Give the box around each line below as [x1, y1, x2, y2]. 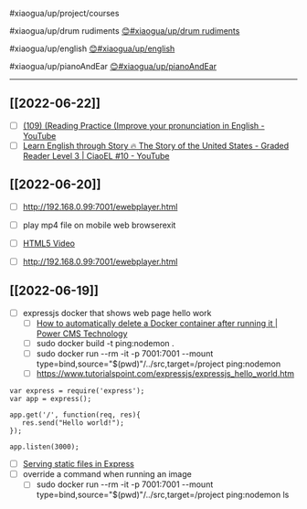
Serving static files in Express [22, 459, 134, 470]
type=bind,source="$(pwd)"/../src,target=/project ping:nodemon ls [36, 489, 290, 501]
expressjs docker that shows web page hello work [22, 307, 212, 318]
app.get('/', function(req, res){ [9, 410, 142, 419]
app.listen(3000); [9, 442, 79, 451]
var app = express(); [9, 395, 92, 404]
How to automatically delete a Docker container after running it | [36, 317, 279, 328]
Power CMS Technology [36, 328, 128, 339]
